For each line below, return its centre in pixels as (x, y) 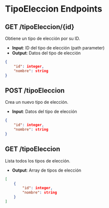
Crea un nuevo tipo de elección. (37, 102)
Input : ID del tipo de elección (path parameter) (58, 48)
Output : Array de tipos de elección (47, 170)
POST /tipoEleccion (35, 90)
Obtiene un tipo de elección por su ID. (43, 38)
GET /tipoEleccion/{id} (40, 27)
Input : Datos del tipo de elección (44, 112)
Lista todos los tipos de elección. (38, 160)
